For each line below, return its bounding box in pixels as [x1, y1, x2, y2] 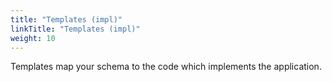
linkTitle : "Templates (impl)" [10, 24, 141, 34]
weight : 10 [10, 33, 56, 43]
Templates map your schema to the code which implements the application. [10, 61, 322, 73]
